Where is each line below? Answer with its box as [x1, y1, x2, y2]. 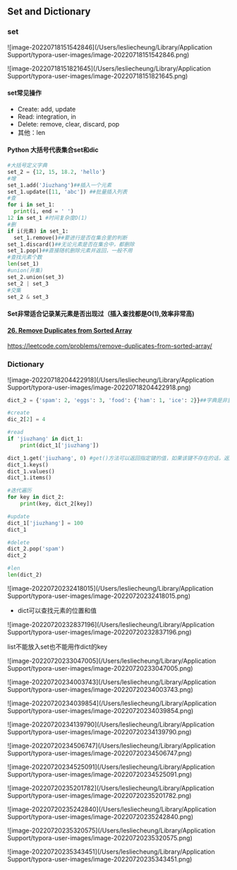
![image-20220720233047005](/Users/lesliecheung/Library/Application [7, 657, 217, 665]
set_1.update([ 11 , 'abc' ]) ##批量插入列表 [7, 188, 128, 195]
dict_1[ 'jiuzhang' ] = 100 [7, 519, 83, 527]
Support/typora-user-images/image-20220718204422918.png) [7, 383, 192, 392]
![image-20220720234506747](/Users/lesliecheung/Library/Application [7, 741, 216, 750]
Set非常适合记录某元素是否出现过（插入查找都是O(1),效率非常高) [7, 310, 195, 318]
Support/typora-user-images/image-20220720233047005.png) [7, 664, 193, 672]
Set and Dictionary [7, 6, 91, 18]
